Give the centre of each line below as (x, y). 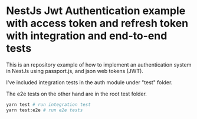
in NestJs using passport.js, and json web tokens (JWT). (75, 71)
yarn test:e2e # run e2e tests (45, 110)
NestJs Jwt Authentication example (96, 11)
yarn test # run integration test (49, 104)
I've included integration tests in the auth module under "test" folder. (89, 82)
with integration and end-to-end (87, 36)
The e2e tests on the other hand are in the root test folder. (77, 94)
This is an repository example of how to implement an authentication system (99, 65)
